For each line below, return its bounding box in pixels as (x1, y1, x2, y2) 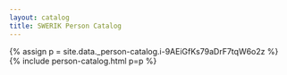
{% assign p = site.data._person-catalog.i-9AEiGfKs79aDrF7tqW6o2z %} (9, 46, 279, 56)
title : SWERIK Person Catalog (9, 21, 122, 30)
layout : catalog (9, 12, 70, 22)
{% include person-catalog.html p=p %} (9, 55, 157, 66)
